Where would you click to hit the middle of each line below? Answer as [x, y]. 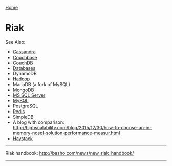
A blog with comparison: [39, 122]
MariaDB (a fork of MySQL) [41, 84]
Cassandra [24, 52]
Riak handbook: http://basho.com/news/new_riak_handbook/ [70, 153]
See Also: [15, 42]
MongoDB [23, 90]
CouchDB [23, 63]
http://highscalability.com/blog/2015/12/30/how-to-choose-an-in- [82, 127]
